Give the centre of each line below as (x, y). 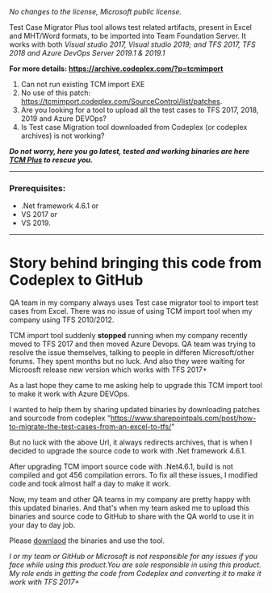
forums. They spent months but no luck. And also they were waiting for (127, 361)
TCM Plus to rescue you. (51, 160)
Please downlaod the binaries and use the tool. (87, 541)
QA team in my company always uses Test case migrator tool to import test (134, 303)
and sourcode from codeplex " (60, 418)
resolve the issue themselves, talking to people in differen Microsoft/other (132, 353)
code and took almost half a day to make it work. (90, 484)
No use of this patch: (56, 93)
